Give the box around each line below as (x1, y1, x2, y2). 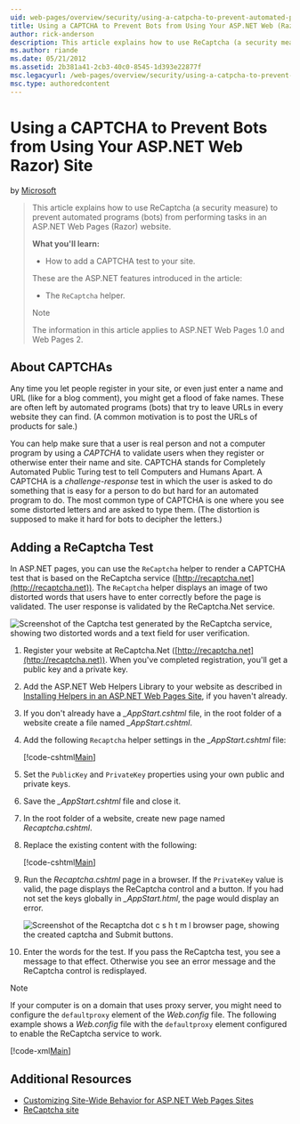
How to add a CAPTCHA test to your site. (45, 255, 196, 266)
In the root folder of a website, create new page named (22, 813, 225, 824)
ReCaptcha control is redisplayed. (22, 966, 148, 976)
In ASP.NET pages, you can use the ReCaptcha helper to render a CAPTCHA (10, 563, 286, 574)
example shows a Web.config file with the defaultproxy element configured (10, 1019, 288, 1030)
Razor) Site (10, 155, 93, 175)
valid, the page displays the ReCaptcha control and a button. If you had (22, 884, 284, 894)
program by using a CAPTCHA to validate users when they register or (10, 448, 265, 458)
